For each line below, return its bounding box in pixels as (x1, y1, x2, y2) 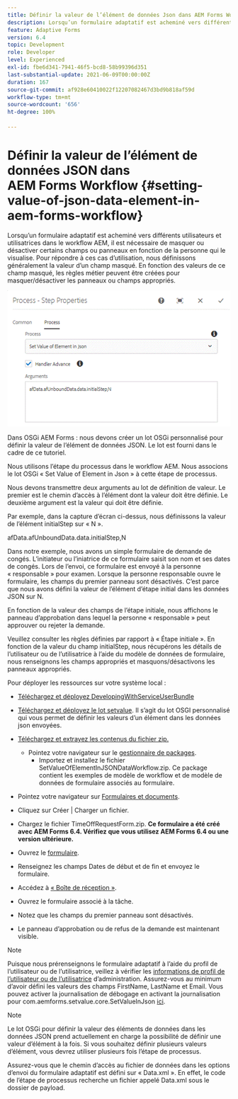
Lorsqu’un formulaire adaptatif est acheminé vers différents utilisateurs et (7, 231, 222, 239)
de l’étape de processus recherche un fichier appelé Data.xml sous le (7, 1076, 210, 1084)
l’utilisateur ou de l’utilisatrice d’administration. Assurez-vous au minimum (7, 974, 222, 983)
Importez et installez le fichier (38, 756, 125, 764)
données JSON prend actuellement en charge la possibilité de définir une (7, 1032, 222, 1040)
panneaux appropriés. (7, 664, 72, 673)
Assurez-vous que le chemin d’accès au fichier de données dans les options (7, 1061, 230, 1069)
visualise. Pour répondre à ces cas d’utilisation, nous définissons (7, 254, 196, 262)
